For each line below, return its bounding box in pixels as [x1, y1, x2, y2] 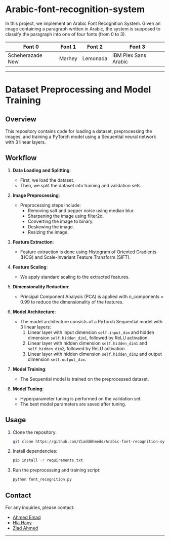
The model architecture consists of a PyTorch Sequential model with [20, 318, 163, 324]
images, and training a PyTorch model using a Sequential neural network [5, 133, 156, 140]
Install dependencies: [12, 448, 58, 454]
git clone [12, 439, 34, 444]
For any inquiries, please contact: [5, 504, 75, 511]
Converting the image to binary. [27, 218, 94, 224]
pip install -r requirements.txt [12, 458, 83, 463]
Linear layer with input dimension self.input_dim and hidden [27, 329, 155, 335]
